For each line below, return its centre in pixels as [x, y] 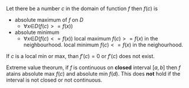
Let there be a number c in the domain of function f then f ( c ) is [82, 9]
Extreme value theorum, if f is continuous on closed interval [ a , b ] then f [93, 67]
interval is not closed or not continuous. [54, 80]
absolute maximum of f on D [49, 20]
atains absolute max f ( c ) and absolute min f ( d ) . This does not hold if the [93, 74]
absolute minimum [37, 32]
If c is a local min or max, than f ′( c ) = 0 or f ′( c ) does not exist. [80, 56]
